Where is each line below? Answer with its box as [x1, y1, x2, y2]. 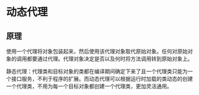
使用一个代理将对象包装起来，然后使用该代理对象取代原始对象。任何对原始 [6, 48, 188, 55]
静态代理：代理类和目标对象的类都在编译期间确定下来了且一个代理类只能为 [6, 68, 188, 75]
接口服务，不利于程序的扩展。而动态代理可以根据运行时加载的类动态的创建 [11, 75, 193, 82]
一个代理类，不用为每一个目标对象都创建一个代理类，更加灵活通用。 [6, 83, 172, 90]
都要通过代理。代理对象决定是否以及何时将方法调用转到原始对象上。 [26, 55, 193, 62]
